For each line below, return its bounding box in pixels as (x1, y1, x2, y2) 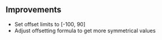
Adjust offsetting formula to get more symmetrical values (14, 27, 156, 34)
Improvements (5, 5, 61, 15)
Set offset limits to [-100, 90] (14, 20, 86, 27)
